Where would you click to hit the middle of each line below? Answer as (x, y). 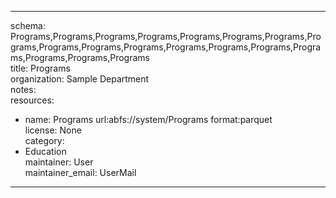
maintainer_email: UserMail (80, 172)
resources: (32, 100)
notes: (23, 89)
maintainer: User (59, 162)
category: (44, 140)
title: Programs (40, 68)
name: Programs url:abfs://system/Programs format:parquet (148, 119)
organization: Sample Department (80, 79)
